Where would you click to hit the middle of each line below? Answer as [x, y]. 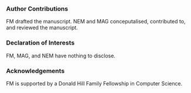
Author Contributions [37, 9]
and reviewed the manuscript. [42, 27]
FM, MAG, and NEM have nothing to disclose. [61, 56]
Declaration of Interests [40, 43]
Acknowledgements [35, 71]
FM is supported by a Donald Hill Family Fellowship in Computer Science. [94, 83]
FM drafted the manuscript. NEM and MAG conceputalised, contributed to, [96, 22]
